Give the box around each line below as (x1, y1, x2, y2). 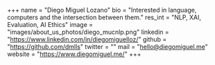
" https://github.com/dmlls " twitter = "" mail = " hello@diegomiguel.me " (7, 43, 208, 50)
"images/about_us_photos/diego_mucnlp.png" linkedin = (7, 28, 170, 36)
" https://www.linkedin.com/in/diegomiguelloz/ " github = (7, 35, 167, 44)
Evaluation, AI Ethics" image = (7, 21, 94, 28)
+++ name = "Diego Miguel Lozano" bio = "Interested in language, (7, 6, 197, 14)
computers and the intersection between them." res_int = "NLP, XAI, (7, 13, 202, 21)
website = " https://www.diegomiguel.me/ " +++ (7, 50, 141, 58)
